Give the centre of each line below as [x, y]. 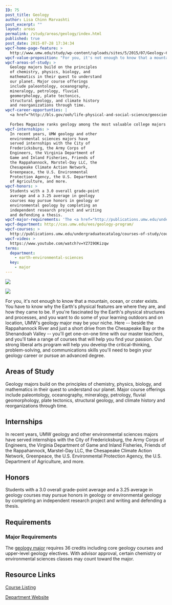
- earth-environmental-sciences [49, 258]
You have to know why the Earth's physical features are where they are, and [85, 306]
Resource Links [30, 575]
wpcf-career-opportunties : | [36, 110]
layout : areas [20, 29]
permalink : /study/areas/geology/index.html [53, 34]
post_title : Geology [27, 15]
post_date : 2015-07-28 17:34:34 [40, 44]
